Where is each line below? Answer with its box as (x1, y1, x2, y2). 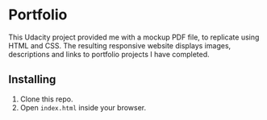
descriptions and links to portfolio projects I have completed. (8, 49, 210, 59)
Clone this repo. (19, 94, 73, 104)
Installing (8, 72, 56, 86)
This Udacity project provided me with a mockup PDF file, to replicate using (8, 32, 260, 42)
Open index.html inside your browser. (19, 102, 147, 112)
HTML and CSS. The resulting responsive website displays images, (8, 40, 232, 50)
